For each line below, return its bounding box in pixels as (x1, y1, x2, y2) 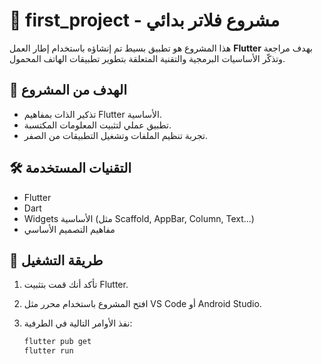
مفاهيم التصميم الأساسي (23, 223, 116, 235)
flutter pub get (23, 337, 92, 347)
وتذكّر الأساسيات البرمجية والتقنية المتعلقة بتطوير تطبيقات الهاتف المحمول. (9, 52, 286, 64)
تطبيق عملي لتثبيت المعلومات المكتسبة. (23, 119, 172, 131)
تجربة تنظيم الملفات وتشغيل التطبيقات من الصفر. (23, 129, 208, 141)
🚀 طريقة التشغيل (9, 252, 104, 269)
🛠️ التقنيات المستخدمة (9, 160, 132, 177)
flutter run (23, 346, 74, 356)
